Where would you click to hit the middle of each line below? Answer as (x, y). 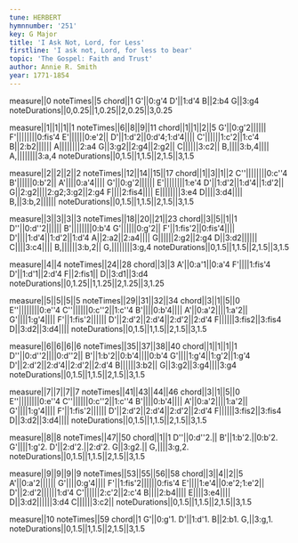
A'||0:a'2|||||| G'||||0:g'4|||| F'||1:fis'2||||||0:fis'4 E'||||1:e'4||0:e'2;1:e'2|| (137, 482)
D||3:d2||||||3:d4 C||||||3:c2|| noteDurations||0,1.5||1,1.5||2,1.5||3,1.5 (130, 502)
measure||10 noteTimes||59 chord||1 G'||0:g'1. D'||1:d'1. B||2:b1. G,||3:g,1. (141, 519)
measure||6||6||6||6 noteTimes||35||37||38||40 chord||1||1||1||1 (123, 346)
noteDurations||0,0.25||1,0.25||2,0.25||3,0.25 (91, 110)
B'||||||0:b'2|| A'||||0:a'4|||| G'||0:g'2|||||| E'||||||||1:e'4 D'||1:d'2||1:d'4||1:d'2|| (147, 182)
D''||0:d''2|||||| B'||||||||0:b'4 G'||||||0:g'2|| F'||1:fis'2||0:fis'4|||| (122, 228)
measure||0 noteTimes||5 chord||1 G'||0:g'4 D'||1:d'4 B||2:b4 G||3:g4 (134, 101)
